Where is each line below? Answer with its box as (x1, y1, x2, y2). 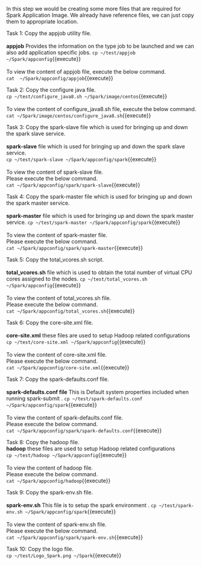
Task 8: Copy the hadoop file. (6, 439, 80, 445)
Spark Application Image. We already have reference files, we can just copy (6, 11, 194, 19)
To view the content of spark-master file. (6, 232, 107, 238)
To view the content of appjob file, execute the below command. (6, 68, 166, 75)
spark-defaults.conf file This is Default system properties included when (6, 389, 189, 395)
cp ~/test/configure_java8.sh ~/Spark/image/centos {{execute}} (6, 93, 168, 100)
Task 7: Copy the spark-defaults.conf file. (6, 375, 110, 383)
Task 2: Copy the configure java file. (6, 86, 96, 93)
